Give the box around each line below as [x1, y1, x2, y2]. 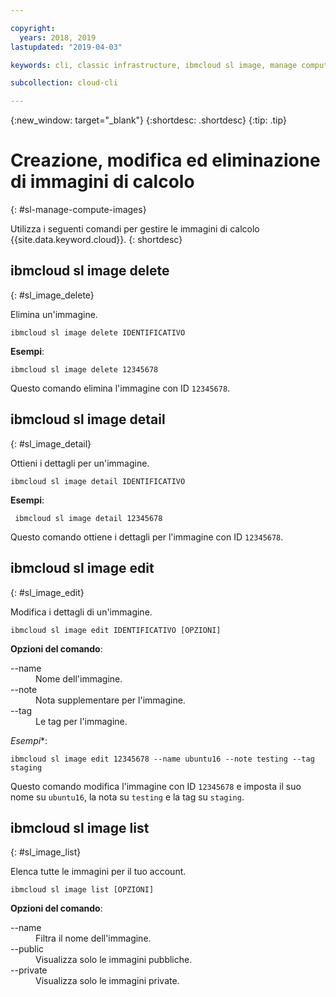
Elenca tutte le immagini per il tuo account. [10, 866, 187, 878]
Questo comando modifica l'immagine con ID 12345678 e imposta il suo [10, 780, 302, 792]
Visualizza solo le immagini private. [35, 975, 180, 987]
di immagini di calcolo [10, 171, 195, 193]
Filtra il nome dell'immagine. [35, 932, 152, 945]
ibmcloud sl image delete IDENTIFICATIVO [10, 327, 186, 338]
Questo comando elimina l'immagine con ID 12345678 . [10, 382, 231, 394]
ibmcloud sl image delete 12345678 [10, 364, 159, 375]
